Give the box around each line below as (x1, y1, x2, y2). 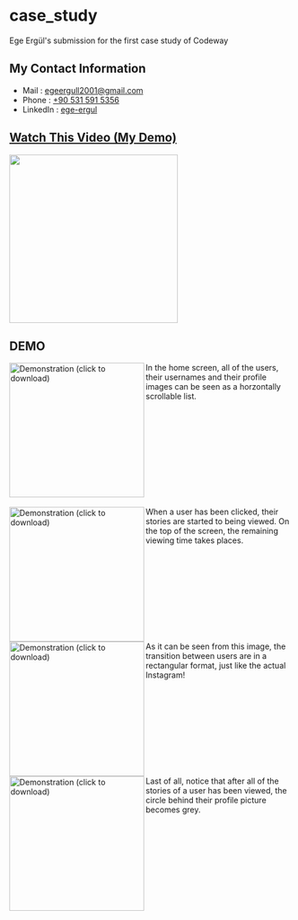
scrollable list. (145, 391, 197, 402)
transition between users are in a (145, 651, 267, 662)
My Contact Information (9, 61, 146, 76)
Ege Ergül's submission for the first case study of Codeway (9, 35, 229, 46)
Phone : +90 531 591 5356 (22, 94, 119, 105)
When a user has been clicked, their (145, 506, 279, 517)
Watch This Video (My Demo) (9, 130, 177, 145)
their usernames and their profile (145, 372, 267, 382)
